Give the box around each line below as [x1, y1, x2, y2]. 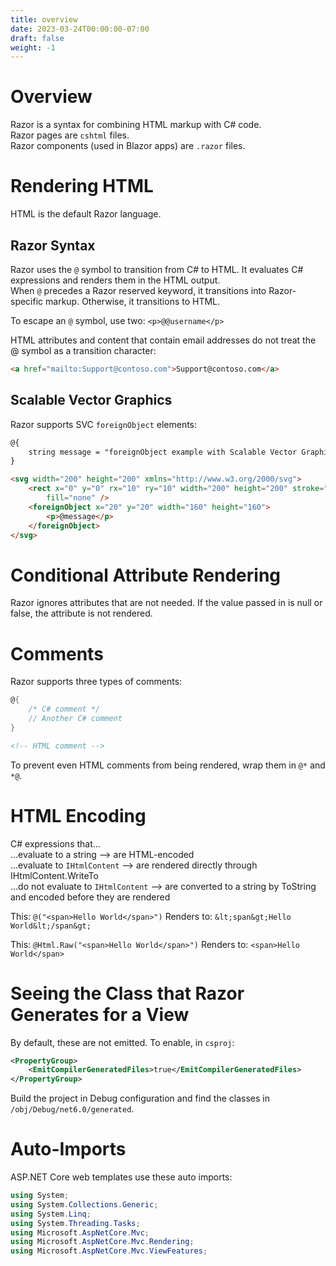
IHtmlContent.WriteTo [10, 869, 99, 881]
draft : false [10, 33, 65, 43]
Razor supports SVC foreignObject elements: [10, 418, 198, 430]
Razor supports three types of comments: [10, 676, 183, 688]
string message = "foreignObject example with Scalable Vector [28, 447, 298, 457]
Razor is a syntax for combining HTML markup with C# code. [10, 119, 262, 131]
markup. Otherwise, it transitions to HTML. [45, 295, 221, 307]
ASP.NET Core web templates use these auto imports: [10, 1171, 233, 1183]
